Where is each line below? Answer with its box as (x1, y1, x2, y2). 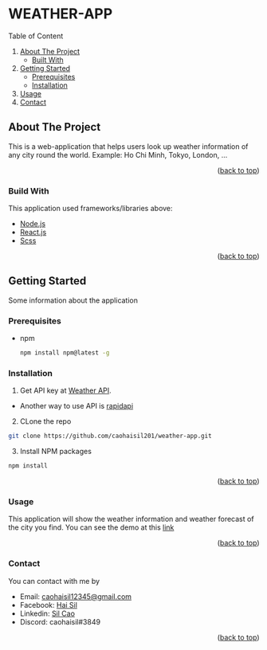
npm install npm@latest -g (19, 349, 110, 357)
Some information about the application (8, 296, 138, 305)
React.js (19, 228, 47, 237)
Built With (31, 55, 64, 65)
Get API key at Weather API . (19, 386, 112, 395)
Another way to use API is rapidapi (19, 401, 134, 411)
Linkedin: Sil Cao (19, 609, 76, 618)
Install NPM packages (19, 447, 92, 456)
